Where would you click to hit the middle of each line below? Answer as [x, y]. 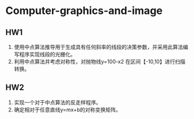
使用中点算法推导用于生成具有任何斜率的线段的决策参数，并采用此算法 [98, 47]
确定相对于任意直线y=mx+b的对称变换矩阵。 [67, 110]
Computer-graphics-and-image [84, 11]
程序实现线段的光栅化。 [47, 54]
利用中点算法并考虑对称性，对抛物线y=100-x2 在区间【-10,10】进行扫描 [99, 62]
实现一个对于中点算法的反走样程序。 [58, 102]
